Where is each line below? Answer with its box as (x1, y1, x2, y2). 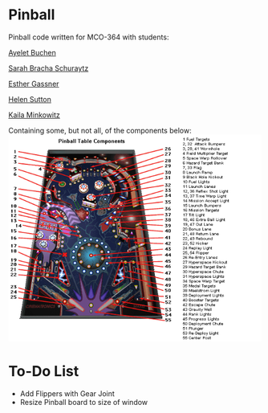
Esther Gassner (8, 79, 59, 88)
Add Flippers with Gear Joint (19, 389, 115, 399)
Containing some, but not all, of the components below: (8, 125, 192, 135)
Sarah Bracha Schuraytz (8, 63, 89, 73)
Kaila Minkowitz (8, 110, 60, 120)
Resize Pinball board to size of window (19, 398, 148, 407)
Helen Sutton (8, 94, 52, 104)
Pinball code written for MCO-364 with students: (8, 32, 169, 42)
